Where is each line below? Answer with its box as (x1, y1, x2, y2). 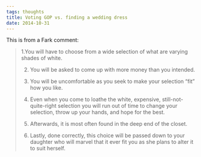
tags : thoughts (6, 8, 45, 15)
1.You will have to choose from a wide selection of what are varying (20, 48, 188, 55)
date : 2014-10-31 (6, 20, 50, 26)
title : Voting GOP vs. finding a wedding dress (6, 14, 128, 20)
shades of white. (20, 55, 63, 62)
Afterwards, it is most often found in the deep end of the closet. (29, 120, 188, 128)
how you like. (29, 84, 63, 91)
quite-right (29, 102, 57, 109)
